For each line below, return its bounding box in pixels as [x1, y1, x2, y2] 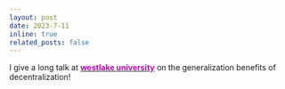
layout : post [9, 12, 58, 22]
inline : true [9, 29, 58, 38]
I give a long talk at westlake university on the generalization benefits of [9, 62, 276, 73]
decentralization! [9, 72, 71, 83]
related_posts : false [9, 37, 90, 47]
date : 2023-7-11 [9, 21, 69, 30]
